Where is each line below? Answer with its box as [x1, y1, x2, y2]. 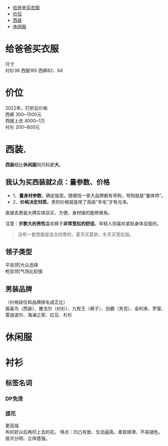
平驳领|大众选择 [5, 262, 38, 268]
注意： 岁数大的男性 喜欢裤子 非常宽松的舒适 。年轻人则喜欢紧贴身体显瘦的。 [5, 220, 161, 227]
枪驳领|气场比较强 [5, 268, 43, 274]
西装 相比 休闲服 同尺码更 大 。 [5, 161, 64, 168]
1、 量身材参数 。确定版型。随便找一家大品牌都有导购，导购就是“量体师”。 [12, 192, 166, 199]
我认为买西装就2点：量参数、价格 [5, 178, 110, 187]
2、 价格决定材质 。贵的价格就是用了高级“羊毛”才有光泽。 [12, 199, 131, 205]
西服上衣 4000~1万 [5, 118, 45, 124]
